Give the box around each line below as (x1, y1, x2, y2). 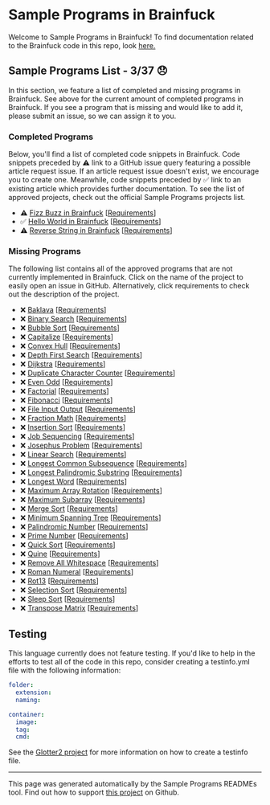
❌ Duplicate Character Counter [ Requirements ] (19, 368, 176, 378)
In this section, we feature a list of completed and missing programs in (8, 85, 241, 95)
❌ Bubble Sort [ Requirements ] (19, 323, 121, 333)
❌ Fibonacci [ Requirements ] (19, 395, 113, 405)
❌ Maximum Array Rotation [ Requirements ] (19, 486, 163, 496)
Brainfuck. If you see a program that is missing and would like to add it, (8, 102, 243, 112)
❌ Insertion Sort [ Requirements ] (19, 423, 126, 432)
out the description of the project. (8, 289, 120, 299)
